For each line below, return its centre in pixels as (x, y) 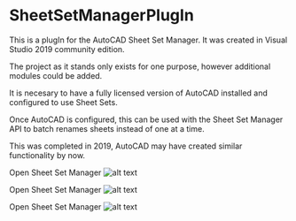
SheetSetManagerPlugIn (102, 15)
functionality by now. (47, 155)
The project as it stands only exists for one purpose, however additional (140, 66)
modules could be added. (56, 75)
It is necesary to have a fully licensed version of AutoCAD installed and (139, 93)
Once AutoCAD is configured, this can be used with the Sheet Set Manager (146, 119)
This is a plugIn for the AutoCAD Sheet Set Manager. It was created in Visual (148, 40)
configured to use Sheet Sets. (63, 102)
